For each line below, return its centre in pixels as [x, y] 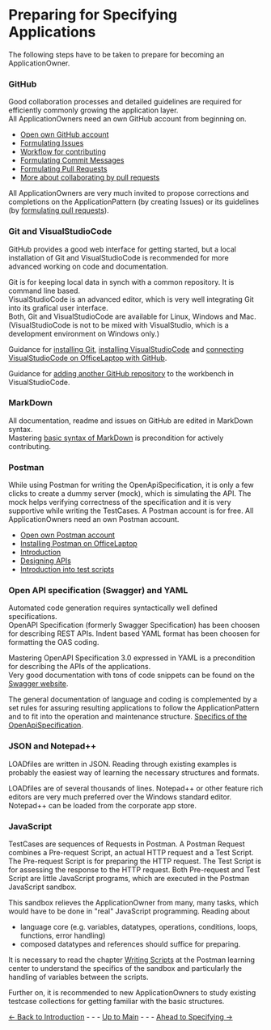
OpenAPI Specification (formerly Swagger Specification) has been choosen [134, 625]
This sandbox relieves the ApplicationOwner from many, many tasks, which [133, 903]
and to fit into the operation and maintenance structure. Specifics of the [128, 717]
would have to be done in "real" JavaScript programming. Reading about [129, 911]
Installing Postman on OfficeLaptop [78, 544]
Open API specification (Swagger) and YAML [98, 591]
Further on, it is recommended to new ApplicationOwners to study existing [132, 993]
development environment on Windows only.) [84, 333]
